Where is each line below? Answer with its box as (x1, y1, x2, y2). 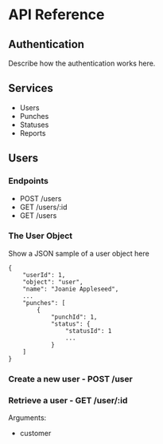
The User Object (8, 230, 73, 241)
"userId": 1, (22, 271, 66, 279)
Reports (19, 128, 46, 137)
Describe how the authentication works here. (8, 58, 156, 68)
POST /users (19, 193, 62, 203)
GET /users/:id (19, 202, 68, 212)
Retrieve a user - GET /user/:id (8, 394, 128, 406)
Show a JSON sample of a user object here (8, 248, 149, 258)
